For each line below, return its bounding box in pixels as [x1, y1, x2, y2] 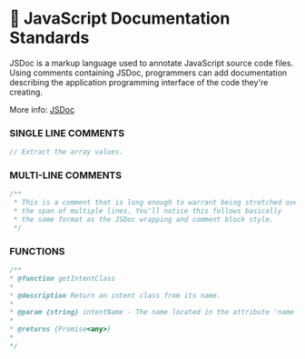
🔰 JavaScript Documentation [9, 8, 231, 29]
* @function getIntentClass [9, 274, 116, 283]
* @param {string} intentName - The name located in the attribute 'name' [9, 308, 299, 317]
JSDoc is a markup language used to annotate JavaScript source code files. [9, 57, 293, 68]
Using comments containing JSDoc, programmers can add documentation [9, 67, 288, 78]
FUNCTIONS [9, 244, 65, 257]
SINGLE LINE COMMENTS [9, 126, 125, 139]
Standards [9, 27, 90, 48]
